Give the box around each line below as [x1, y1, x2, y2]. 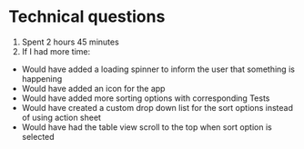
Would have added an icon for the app [21, 83, 166, 94]
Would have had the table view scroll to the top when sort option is [21, 121, 272, 133]
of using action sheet [21, 112, 102, 123]
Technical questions [8, 6, 166, 27]
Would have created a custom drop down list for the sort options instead [21, 102, 293, 113]
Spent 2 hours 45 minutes [21, 36, 119, 47]
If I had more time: [21, 45, 91, 56]
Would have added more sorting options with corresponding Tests [21, 93, 270, 104]
